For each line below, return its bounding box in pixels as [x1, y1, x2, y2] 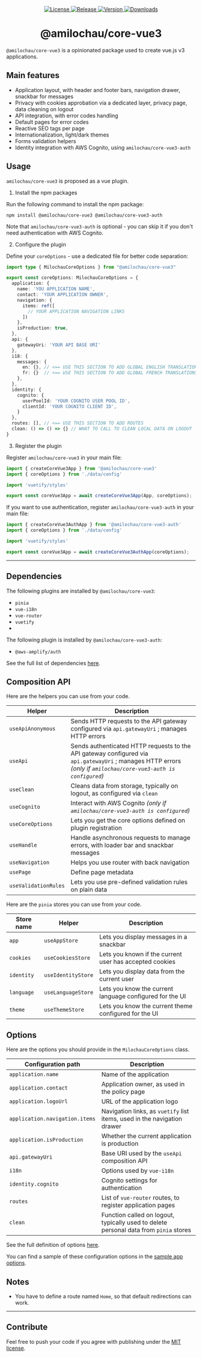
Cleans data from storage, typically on [70, 782, 179, 790]
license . [6, 1344, 26, 1352]
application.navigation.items [9, 1115, 96, 1123]
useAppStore [44, 937, 78, 944]
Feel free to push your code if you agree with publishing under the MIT [6, 1338, 182, 1345]
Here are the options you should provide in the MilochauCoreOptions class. [6, 1046, 190, 1053]
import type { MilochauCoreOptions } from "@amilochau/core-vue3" [6, 264, 176, 270]
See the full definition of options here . [6, 1242, 100, 1249]
